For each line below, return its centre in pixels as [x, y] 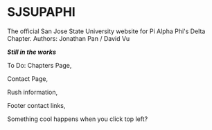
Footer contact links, [36, 105]
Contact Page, [28, 78]
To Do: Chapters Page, [39, 65]
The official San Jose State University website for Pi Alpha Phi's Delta [106, 31]
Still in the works [32, 52]
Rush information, [33, 92]
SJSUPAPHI [42, 12]
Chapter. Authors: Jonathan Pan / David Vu [69, 38]
